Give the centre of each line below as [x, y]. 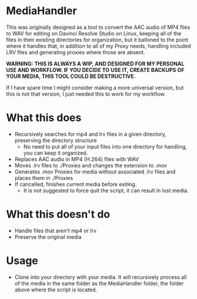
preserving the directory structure [56, 140]
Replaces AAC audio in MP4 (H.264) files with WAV [77, 159]
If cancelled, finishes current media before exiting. [76, 184]
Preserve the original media [48, 236]
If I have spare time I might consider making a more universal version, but [95, 87]
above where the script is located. [56, 290]
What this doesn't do [58, 214]
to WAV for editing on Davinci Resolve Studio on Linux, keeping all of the [94, 33]
